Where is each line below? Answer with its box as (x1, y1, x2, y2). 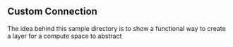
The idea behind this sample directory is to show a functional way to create (7, 24, 226, 32)
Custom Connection (7, 6, 97, 18)
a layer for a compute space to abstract (7, 32, 122, 40)
